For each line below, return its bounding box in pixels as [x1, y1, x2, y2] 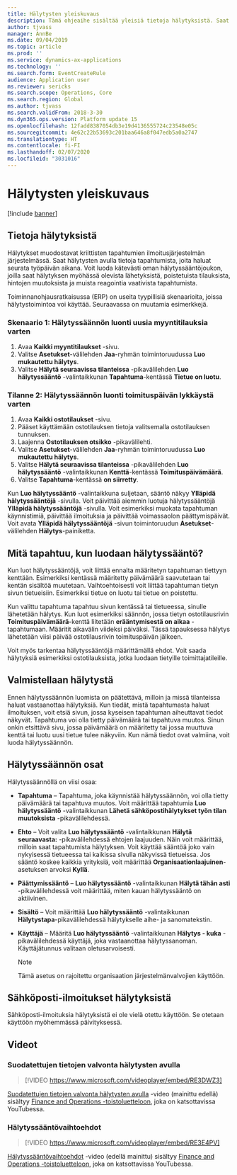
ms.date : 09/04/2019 [7, 37, 69, 44]
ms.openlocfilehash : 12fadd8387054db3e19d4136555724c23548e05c [7, 122, 198, 130]
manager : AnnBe [7, 30, 52, 38]
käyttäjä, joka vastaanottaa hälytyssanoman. [67, 936, 197, 945]
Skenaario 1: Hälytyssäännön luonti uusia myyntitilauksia [7, 317, 209, 327]
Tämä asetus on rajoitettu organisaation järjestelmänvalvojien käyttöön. [17, 971, 225, 980]
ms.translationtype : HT [7, 135, 78, 142]
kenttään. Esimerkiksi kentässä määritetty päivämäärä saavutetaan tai [7, 574, 210, 582]
